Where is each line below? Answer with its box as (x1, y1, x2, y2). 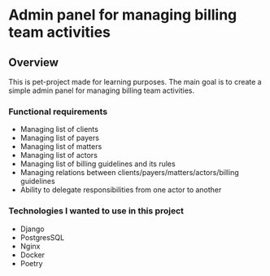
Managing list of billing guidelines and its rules (20, 159, 176, 169)
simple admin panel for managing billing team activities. (8, 85, 195, 95)
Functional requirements (8, 106, 108, 117)
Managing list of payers (20, 133, 100, 143)
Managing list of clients (20, 125, 99, 134)
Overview (8, 55, 59, 69)
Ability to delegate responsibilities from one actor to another (20, 185, 222, 195)
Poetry (20, 258, 43, 268)
